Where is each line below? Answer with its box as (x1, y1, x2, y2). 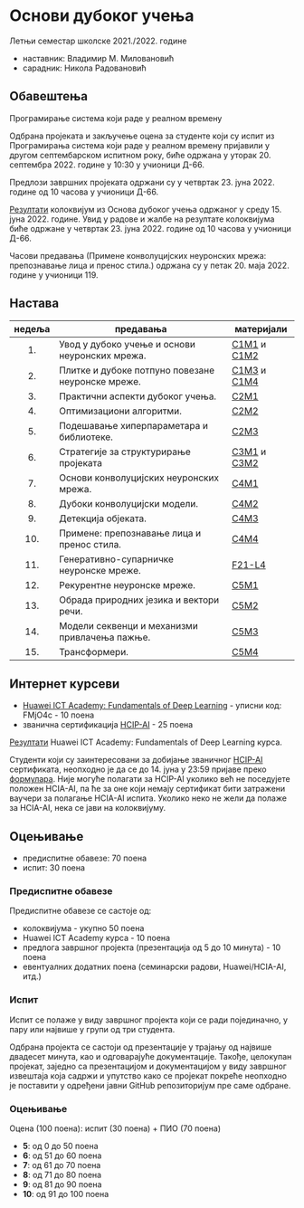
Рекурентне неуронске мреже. (58, 578, 196, 591)
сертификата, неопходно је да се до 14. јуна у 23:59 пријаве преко (9, 764, 267, 775)
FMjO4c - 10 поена (22, 709, 95, 720)
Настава (9, 296, 60, 311)
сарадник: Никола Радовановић (22, 62, 147, 73)
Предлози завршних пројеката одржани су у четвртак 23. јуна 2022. (9, 176, 275, 187)
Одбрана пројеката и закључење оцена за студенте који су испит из (9, 130, 275, 141)
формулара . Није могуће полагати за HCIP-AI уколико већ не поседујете (9, 774, 291, 785)
